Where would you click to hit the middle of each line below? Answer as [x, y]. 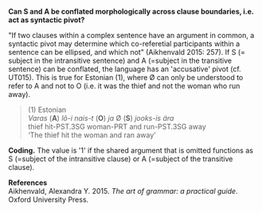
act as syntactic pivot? [47, 20]
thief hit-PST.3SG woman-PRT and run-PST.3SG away [117, 127]
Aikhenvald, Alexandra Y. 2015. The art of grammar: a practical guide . [123, 191]
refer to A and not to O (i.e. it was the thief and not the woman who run [124, 86]
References [28, 183]
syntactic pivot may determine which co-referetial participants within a [124, 44]
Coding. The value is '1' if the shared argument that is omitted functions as [131, 150]
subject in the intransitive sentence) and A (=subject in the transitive [120, 60]
